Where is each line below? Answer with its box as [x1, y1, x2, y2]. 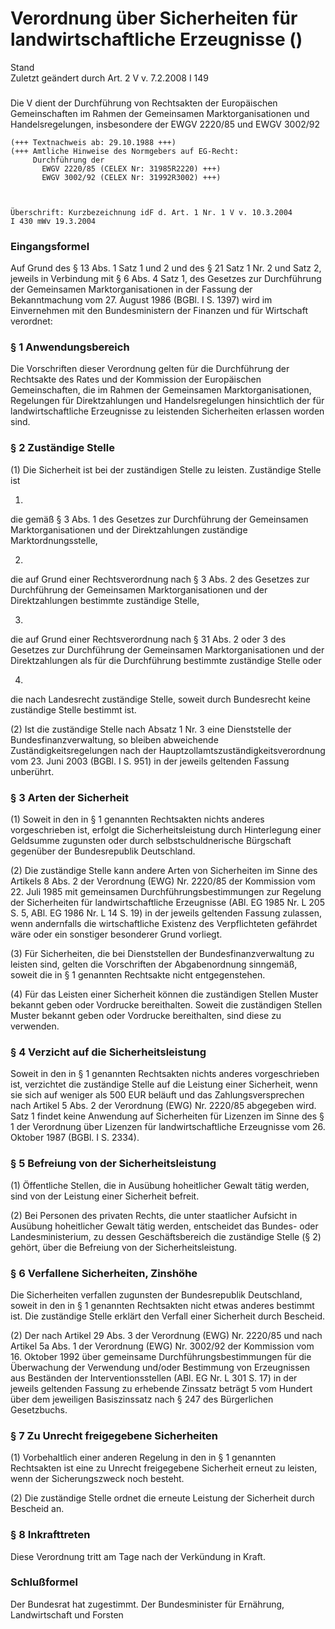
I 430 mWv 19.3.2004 [10, 216, 97, 226]
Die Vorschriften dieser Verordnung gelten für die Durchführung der [10, 363, 290, 375]
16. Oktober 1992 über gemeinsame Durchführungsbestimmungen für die [10, 1350, 312, 1362]
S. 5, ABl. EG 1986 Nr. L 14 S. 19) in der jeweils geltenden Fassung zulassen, [10, 907, 322, 919]
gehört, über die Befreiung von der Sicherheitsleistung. [10, 1241, 238, 1253]
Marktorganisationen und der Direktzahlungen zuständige [10, 523, 248, 536]
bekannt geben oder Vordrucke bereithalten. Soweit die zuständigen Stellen [10, 999, 323, 1011]
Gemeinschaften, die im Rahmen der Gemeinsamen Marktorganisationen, [10, 384, 312, 396]
